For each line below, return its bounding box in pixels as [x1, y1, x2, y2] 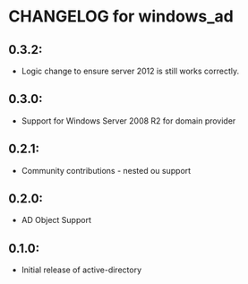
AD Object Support [21, 215, 91, 226]
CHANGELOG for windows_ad [8, 6, 234, 27]
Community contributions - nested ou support [21, 165, 192, 176]
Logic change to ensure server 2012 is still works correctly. [21, 65, 239, 76]
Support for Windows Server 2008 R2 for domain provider [21, 115, 236, 126]
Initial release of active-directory [21, 264, 142, 275]
